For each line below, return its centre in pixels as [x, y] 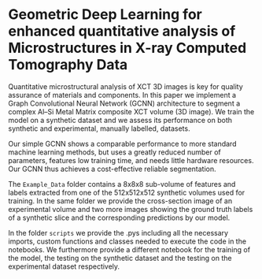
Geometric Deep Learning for [105, 15]
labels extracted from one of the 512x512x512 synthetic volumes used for [127, 192]
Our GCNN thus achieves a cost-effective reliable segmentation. [112, 169]
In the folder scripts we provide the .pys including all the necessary [118, 232]
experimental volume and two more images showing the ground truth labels [131, 209]
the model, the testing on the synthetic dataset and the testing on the [120, 258]
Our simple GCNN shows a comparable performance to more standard [122, 143]
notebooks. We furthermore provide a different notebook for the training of [129, 249]
